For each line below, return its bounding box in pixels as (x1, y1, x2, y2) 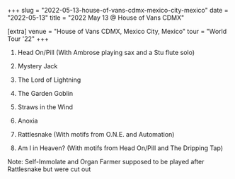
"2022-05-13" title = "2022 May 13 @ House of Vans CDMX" (7, 13, 185, 22)
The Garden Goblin (17, 89, 73, 97)
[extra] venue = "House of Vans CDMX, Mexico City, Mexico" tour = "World (7, 27, 227, 35)
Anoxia (17, 116, 38, 125)
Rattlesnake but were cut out (7, 165, 91, 173)
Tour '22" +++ (7, 35, 50, 43)
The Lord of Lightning (17, 75, 81, 84)
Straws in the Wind (17, 103, 73, 111)
